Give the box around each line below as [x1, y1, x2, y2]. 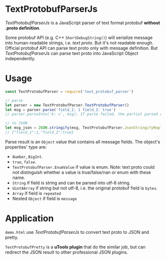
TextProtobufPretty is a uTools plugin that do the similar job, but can [5, 244, 146, 250]
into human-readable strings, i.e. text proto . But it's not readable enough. [5, 39, 154, 45]
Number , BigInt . [12, 153, 43, 159]
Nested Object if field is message [12, 195, 77, 201]
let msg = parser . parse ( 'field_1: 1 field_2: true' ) [5, 107, 116, 112]
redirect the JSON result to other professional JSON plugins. [5, 249, 128, 255]
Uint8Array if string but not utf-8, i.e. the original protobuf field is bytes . [12, 185, 158, 191]
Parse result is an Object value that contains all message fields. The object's [5, 139, 161, 145]
